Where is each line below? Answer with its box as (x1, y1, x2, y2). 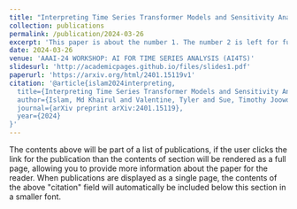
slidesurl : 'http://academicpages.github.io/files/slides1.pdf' (9, 63, 251, 72)
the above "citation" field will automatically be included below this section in (9, 182, 286, 192)
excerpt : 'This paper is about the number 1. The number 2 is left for (9, 37, 278, 47)
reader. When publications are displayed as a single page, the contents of (9, 173, 278, 182)
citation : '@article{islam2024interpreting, (9, 79, 176, 88)
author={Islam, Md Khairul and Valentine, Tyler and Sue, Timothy (17, 95, 267, 104)
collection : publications (9, 21, 104, 30)
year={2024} (17, 112, 62, 120)
